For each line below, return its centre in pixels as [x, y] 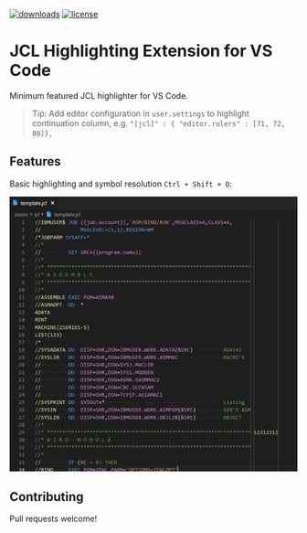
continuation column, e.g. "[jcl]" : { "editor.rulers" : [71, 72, [159, 123]
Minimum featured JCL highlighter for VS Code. [99, 95]
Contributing [47, 497]
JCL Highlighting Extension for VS [141, 51]
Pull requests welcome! [53, 519]
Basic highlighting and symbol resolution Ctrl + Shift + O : [121, 184]
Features [35, 161]
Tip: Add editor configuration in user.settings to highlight [140, 113]
